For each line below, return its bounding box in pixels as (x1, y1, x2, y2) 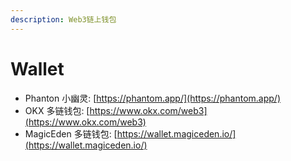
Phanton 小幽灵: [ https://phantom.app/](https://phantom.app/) (24, 92, 281, 104)
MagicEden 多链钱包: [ (24, 127, 118, 140)
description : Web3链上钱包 (10, 14, 117, 25)
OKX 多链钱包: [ (24, 104, 90, 116)
